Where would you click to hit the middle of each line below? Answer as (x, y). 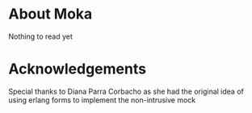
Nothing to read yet (40, 36)
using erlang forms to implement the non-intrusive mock (102, 100)
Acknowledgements (78, 69)
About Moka (50, 14)
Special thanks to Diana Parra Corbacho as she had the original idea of (126, 91)
